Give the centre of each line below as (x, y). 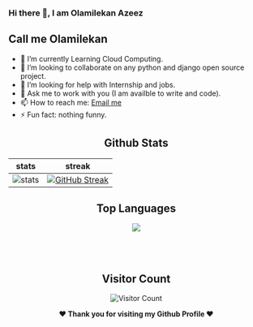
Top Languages (136, 208)
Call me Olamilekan (58, 39)
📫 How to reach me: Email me (71, 102)
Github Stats (136, 143)
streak (78, 166)
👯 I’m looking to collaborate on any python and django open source (132, 67)
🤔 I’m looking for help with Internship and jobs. (98, 84)
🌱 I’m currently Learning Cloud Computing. (92, 58)
